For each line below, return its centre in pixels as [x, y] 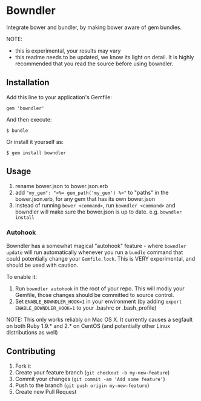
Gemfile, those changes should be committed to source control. [94, 295]
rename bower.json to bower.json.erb [61, 186]
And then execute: [29, 119]
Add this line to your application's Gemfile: [59, 97]
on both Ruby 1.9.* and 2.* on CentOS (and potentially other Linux [88, 326]
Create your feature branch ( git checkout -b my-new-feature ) [92, 372]
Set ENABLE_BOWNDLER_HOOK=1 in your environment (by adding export [98, 301]
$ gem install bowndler [36, 153]
